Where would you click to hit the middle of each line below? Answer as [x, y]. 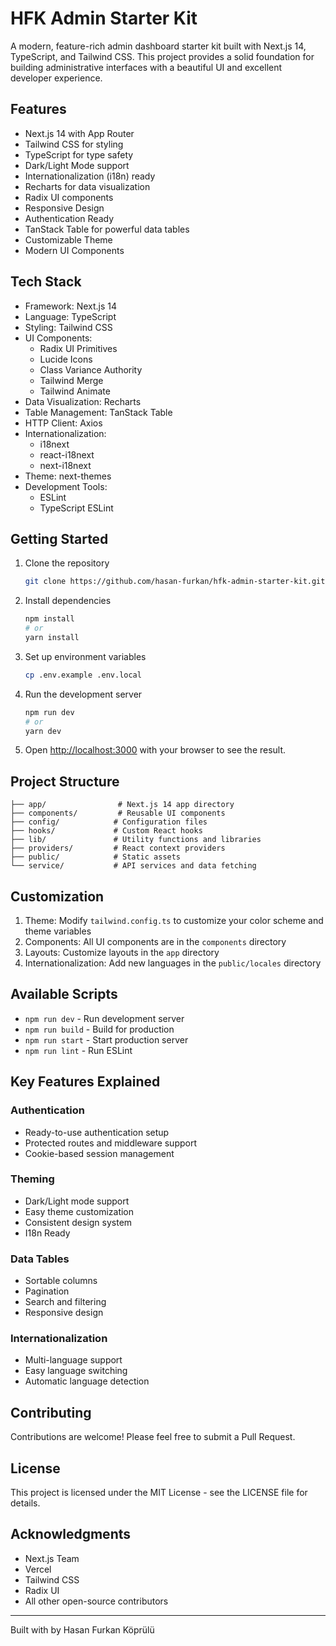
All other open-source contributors [96, 1601]
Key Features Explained [85, 1082]
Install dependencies [68, 601]
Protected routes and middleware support [111, 1143]
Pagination [47, 1291]
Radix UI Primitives [78, 348]
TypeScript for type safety [79, 154]
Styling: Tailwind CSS [68, 327]
